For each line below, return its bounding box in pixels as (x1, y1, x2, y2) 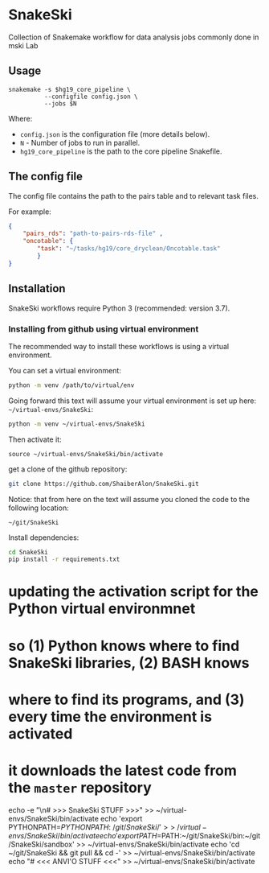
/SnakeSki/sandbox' (8, 839, 75, 849)
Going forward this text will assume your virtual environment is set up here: (8, 396, 257, 406)
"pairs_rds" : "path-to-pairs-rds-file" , (22, 229, 163, 238)
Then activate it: (8, 434, 62, 444)
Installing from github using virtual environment (8, 323, 199, 335)
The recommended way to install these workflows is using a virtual (8, 341, 230, 351)
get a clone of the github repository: (8, 464, 128, 474)
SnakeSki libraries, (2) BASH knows (8, 653, 251, 672)
